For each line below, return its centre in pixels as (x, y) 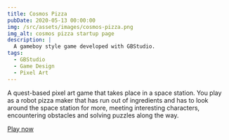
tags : (15, 53)
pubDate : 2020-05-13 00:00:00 (52, 20)
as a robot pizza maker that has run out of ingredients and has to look (108, 100)
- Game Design (34, 66)
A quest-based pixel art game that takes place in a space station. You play (115, 93)
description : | (30, 40)
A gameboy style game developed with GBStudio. (85, 46)
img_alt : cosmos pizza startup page (61, 33)
